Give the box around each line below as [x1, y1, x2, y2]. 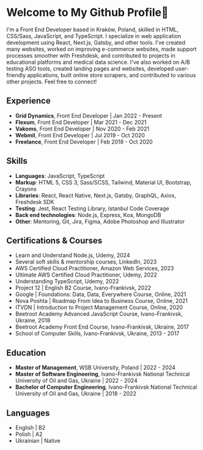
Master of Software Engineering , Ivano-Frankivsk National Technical [15, 370, 190, 378]
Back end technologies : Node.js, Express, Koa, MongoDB [15, 211, 161, 218]
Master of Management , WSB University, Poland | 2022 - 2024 [15, 364, 175, 372]
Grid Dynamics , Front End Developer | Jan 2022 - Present [15, 112, 162, 119]
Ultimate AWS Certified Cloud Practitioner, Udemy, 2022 [15, 271, 158, 278]
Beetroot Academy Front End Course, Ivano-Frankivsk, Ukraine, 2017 [15, 323, 190, 330]
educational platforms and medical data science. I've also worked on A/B [6, 58, 191, 66]
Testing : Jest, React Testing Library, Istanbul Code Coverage [15, 205, 169, 212]
